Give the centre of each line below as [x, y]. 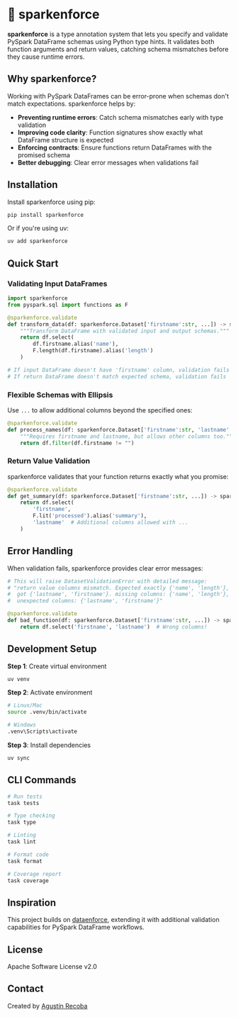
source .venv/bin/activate [47, 712]
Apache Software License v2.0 [52, 967]
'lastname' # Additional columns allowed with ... [111, 523]
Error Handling [40, 551]
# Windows [22, 725]
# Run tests [25, 797]
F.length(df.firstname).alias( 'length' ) [93, 351]
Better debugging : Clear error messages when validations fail [108, 162]
